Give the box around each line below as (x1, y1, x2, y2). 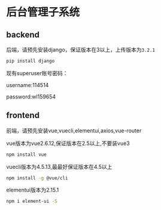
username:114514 (6, 81, 49, 88)
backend (6, 29, 40, 39)
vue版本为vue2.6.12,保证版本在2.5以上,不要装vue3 (6, 140, 130, 147)
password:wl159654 (6, 93, 56, 100)
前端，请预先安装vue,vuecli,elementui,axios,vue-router (6, 126, 142, 134)
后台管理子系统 (6, 5, 80, 19)
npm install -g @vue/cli (6, 175, 68, 181)
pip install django (6, 58, 55, 64)
